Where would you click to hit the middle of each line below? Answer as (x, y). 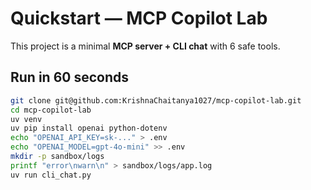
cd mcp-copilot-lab (51, 110)
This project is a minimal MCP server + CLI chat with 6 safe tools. (145, 46)
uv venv (26, 119)
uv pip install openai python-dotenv (89, 128)
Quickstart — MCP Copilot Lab (139, 18)
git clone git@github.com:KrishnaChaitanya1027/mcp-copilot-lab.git (156, 100)
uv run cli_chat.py (51, 175)
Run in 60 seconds (69, 77)
